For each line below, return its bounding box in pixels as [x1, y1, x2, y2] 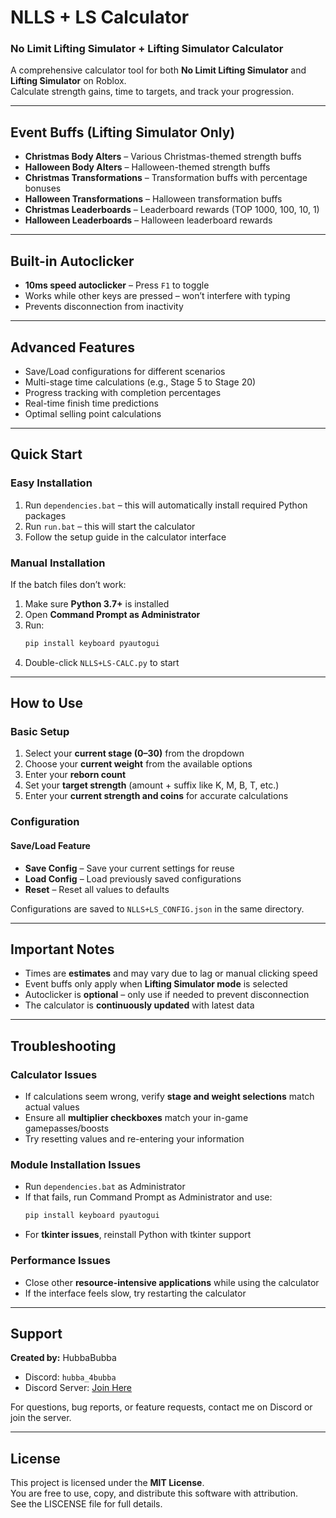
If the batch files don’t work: [10, 578, 127, 590]
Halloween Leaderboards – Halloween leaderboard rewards [24, 214, 273, 226]
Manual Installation [10, 556, 106, 570]
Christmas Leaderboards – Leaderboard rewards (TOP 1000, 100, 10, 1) [24, 204, 320, 216]
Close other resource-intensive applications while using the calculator [24, 1276, 320, 1288]
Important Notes [10, 941, 115, 958]
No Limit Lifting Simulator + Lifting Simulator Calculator [10, 42, 284, 56]
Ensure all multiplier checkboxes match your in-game [24, 1112, 249, 1124]
